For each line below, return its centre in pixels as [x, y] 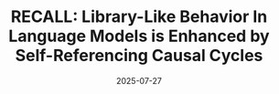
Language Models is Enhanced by [139, 36]
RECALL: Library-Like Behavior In [139, 17]
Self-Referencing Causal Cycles [139, 56]
